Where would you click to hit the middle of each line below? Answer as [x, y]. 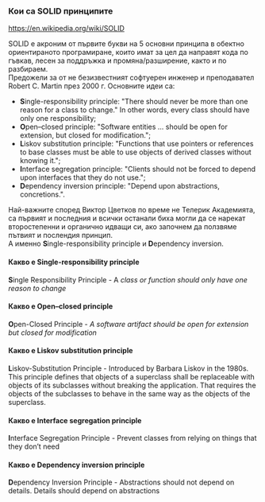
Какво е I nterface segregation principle [75, 420]
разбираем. [28, 69]
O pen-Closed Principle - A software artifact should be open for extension [129, 324]
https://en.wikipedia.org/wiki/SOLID [67, 29]
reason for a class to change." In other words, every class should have [134, 110]
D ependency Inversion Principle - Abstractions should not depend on [121, 482]
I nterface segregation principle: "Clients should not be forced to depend [138, 169]
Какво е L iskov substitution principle [71, 351]
